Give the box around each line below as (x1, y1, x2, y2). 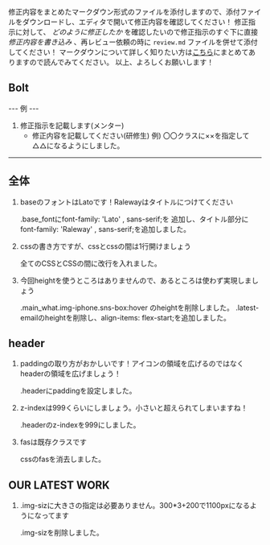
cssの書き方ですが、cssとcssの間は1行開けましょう (19, 241, 191, 251)
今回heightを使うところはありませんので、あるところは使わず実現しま (19, 275, 252, 285)
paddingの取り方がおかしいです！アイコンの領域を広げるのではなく (19, 359, 244, 369)
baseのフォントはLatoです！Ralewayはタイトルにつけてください (19, 196, 234, 207)
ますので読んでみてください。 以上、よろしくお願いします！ (14, 57, 215, 67)
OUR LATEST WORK (8, 478, 110, 492)
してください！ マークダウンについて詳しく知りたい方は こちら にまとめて (8, 47, 249, 56)
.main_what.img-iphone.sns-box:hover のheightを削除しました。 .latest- (19, 303, 260, 312)
